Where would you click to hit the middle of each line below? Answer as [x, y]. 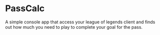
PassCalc [25, 9]
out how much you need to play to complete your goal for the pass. [74, 27]
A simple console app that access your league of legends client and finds [80, 22]
